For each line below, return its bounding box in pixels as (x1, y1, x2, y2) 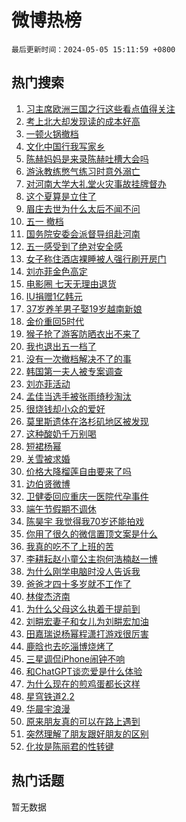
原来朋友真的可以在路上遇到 (25, 715, 141, 727)
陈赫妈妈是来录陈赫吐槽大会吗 (25, 152, 149, 165)
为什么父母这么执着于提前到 (25, 602, 141, 615)
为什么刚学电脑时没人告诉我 (25, 565, 141, 577)
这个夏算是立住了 (25, 190, 97, 202)
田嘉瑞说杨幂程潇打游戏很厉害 (25, 627, 149, 640)
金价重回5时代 (25, 315, 85, 327)
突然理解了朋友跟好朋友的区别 (25, 727, 149, 740)
